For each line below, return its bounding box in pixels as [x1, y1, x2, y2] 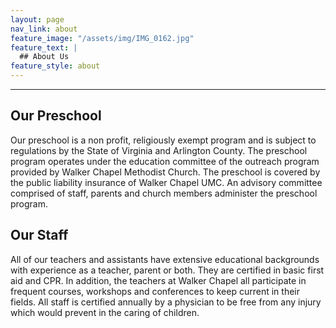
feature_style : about [10, 61, 101, 71]
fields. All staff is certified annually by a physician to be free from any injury [10, 296, 322, 308]
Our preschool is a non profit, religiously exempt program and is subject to [10, 134, 317, 146]
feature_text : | [10, 42, 78, 53]
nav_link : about [10, 24, 78, 34]
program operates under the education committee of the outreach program [10, 155, 320, 167]
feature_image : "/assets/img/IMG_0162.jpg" [10, 33, 195, 43]
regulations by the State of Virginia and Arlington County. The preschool [10, 144, 308, 156]
